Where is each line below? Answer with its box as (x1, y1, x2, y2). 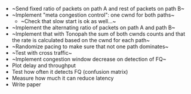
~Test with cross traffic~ (11, 49, 73, 56)
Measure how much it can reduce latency (11, 74, 114, 82)
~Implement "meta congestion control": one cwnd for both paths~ (11, 11, 175, 18)
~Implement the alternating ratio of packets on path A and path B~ (11, 24, 175, 31)
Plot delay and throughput (11, 62, 76, 69)
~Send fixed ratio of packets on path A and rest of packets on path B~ (11, 5, 185, 12)
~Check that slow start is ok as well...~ (20, 18, 116, 24)
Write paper (11, 81, 42, 88)
